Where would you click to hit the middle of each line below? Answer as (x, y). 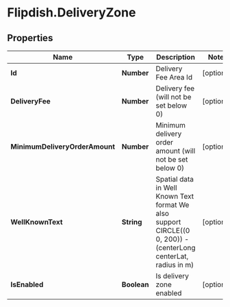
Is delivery (172, 276)
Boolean (135, 284)
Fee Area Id (174, 77)
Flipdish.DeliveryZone (72, 13)
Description (176, 57)
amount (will (176, 151)
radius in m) (175, 265)
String (132, 222)
